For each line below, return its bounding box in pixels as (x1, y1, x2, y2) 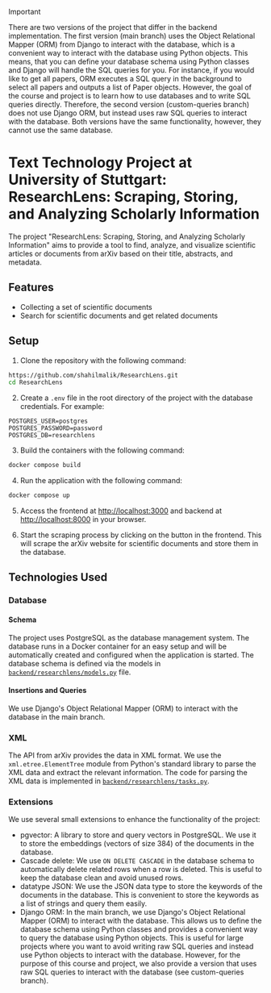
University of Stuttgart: (8, 171, 167, 189)
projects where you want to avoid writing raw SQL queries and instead (19, 941, 254, 951)
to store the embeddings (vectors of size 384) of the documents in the (19, 839, 255, 849)
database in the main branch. (8, 711, 106, 721)
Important (8, 7, 41, 16)
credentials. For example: (19, 402, 105, 411)
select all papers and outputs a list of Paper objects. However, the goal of (8, 82, 252, 92)
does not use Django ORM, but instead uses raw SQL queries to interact (8, 108, 248, 118)
